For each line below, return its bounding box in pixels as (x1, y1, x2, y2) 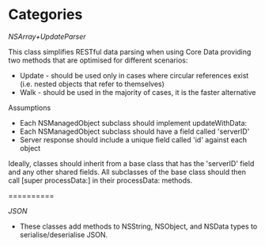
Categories (8, 6, 83, 24)
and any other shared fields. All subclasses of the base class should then (8, 167, 247, 176)
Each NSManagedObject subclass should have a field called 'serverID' (19, 127, 250, 136)
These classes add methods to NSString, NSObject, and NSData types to (19, 221, 258, 231)
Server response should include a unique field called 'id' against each (19, 134, 248, 144)
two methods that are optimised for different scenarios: (8, 55, 188, 65)
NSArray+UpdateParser (8, 32, 86, 41)
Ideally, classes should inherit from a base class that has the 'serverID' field (8, 158, 255, 168)
